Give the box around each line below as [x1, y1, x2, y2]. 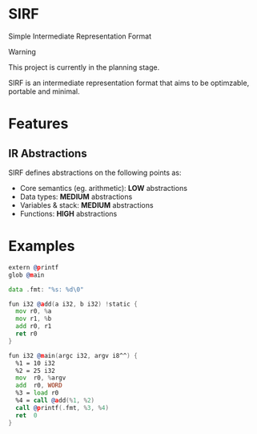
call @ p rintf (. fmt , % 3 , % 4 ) [15, 404, 110, 412]
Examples [8, 237, 75, 255]
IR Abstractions [8, 146, 87, 160]
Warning [8, 47, 36, 56]
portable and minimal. [8, 86, 80, 96]
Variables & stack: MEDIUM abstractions [19, 200, 154, 209]
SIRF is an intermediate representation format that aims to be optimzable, [8, 78, 250, 87]
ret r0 [15, 330, 38, 338]
